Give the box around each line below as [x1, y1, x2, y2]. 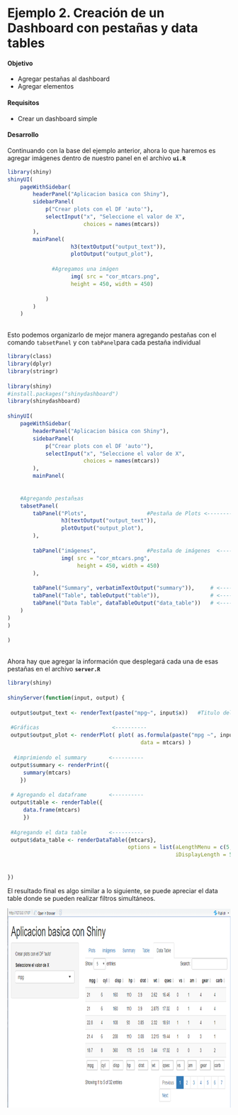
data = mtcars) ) [140, 739, 192, 746]
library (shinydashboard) [7, 398, 81, 405]
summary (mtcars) [23, 769, 72, 776]
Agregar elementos [17, 82, 74, 91]
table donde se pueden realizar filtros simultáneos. [7, 894, 156, 902]
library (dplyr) [7, 360, 52, 368]
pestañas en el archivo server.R [7, 665, 101, 673]
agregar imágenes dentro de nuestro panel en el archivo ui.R [7, 154, 186, 162]
